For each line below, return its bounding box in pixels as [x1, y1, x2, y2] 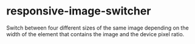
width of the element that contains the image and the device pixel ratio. [6, 30, 185, 37]
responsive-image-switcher [6, 4, 151, 18]
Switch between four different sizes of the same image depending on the [6, 24, 190, 31]
